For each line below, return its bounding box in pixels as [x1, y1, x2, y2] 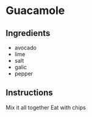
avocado [14, 44, 37, 51]
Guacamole [5, 4, 65, 18]
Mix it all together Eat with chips [5, 104, 86, 111]
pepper [14, 70, 34, 77]
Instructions [5, 88, 53, 98]
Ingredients [5, 28, 51, 38]
